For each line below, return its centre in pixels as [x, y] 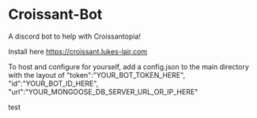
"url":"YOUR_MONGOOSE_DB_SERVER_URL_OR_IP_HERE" [103, 91]
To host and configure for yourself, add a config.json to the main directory [128, 66]
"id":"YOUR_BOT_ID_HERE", [53, 83]
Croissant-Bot [55, 15]
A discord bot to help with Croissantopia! [74, 36]
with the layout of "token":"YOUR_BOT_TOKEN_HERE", [97, 75]
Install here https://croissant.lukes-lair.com [78, 51]
